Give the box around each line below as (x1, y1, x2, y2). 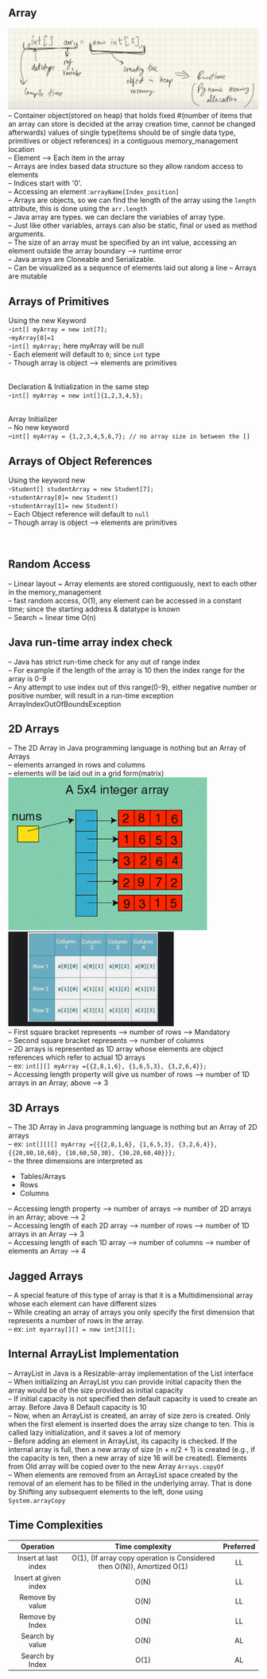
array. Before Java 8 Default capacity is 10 (8, 1402, 147, 1412)
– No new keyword (8, 423, 69, 432)
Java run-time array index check (8, 636, 173, 650)
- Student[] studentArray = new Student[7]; (8, 483, 154, 493)
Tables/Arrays (19, 1172, 66, 1181)
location (8, 145, 35, 154)
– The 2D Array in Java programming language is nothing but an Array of (8, 744, 246, 753)
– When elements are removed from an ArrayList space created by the (8, 1470, 238, 1479)
